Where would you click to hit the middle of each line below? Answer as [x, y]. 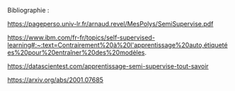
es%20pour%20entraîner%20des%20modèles [76, 53]
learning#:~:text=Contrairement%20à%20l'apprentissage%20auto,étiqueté [117, 45]
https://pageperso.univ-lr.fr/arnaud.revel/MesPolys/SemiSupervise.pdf [110, 24]
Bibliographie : [28, 10]
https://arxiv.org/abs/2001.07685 [56, 80]
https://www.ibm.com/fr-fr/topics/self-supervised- [81, 37]
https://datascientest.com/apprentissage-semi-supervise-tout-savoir [108, 66]
